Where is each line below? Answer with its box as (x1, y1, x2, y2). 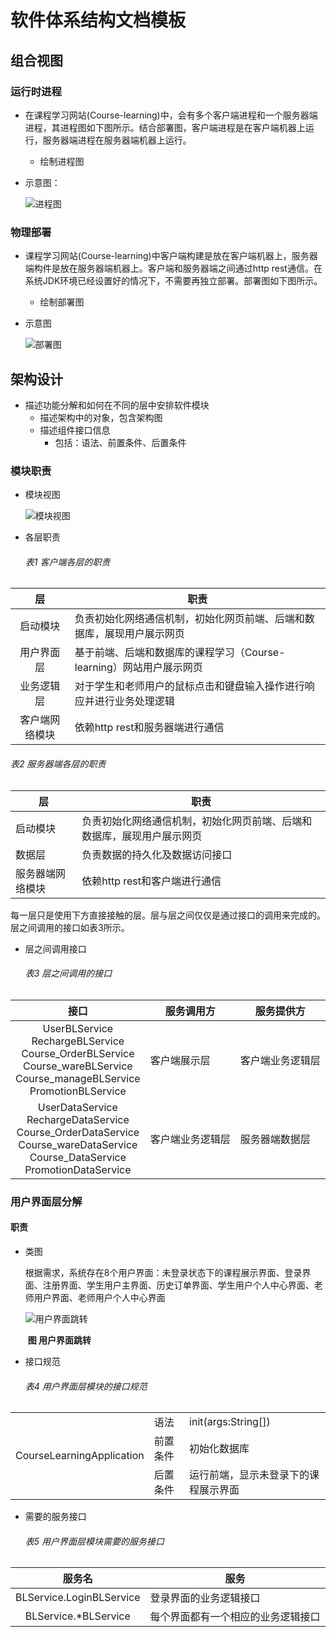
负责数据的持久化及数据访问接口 (81, 847, 233, 861)
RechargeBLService (31, 1034, 125, 1048)
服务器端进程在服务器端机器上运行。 (42, 134, 192, 146)
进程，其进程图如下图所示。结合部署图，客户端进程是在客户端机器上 (24, 121, 306, 133)
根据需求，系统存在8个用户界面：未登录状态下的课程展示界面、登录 (24, 1267, 303, 1279)
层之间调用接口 (24, 942, 87, 955)
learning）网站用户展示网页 (74, 661, 203, 675)
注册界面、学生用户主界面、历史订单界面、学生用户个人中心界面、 (42, 1279, 315, 1291)
